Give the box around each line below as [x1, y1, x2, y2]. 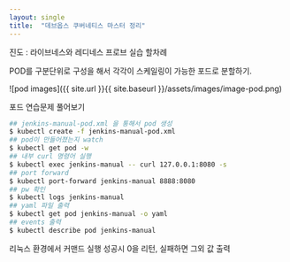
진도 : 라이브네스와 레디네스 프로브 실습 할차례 [9, 46, 168, 58]
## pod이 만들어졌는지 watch [9, 135, 103, 144]
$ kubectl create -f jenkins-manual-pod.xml [9, 127, 176, 136]
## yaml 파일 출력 [9, 201, 70, 211]
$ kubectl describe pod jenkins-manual [9, 226, 156, 235]
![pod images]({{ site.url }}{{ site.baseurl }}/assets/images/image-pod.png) [9, 83, 283, 94]
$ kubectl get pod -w [9, 143, 89, 153]
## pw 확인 [9, 185, 46, 194]
